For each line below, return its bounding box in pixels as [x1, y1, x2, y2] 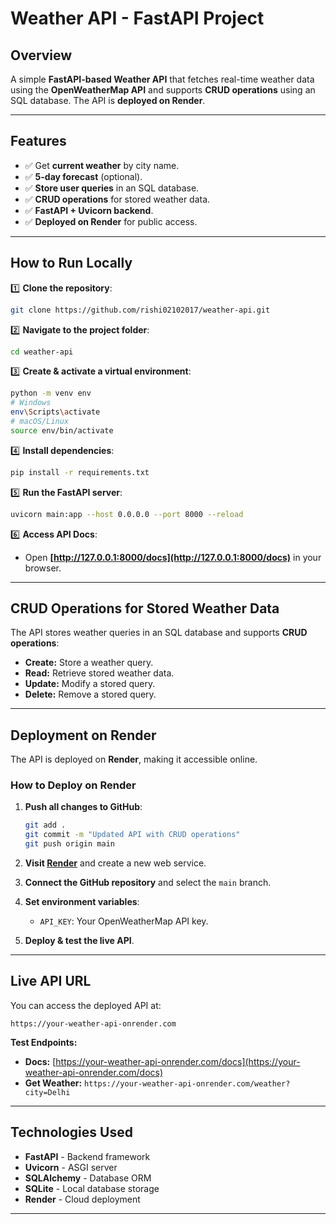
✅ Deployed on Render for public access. [24, 215, 198, 227]
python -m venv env [10, 388, 92, 399]
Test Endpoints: [10, 1036, 78, 1048]
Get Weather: [24, 1077, 83, 1089]
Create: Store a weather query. [24, 657, 154, 669]
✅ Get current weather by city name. [24, 159, 180, 171]
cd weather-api [10, 347, 74, 357]
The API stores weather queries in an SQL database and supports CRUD [10, 627, 308, 639]
